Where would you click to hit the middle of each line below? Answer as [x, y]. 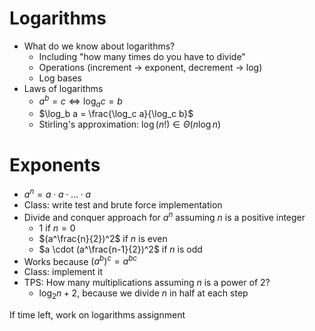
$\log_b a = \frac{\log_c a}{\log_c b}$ [116, 114]
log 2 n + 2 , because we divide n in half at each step [143, 294]
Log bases [60, 78]
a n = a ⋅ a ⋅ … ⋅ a [57, 193]
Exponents [55, 164]
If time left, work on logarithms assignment [97, 315]
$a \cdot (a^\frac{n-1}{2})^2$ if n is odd [120, 249]
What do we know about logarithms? [99, 46]
